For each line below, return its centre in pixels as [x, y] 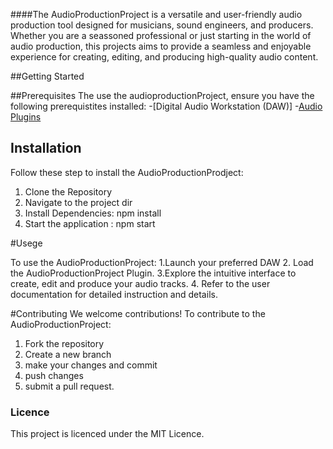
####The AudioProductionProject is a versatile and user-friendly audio [156, 14]
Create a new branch [68, 354]
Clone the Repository [68, 191]
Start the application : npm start [90, 223]
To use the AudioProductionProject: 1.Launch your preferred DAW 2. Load [162, 262]
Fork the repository [64, 343]
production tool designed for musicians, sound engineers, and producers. [162, 25]
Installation [46, 148]
